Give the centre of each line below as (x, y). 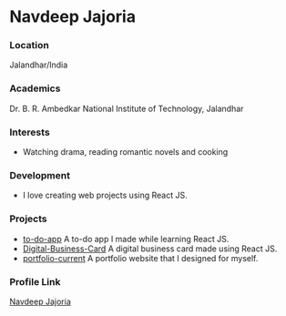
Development (40, 175)
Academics (35, 88)
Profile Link (35, 281)
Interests (30, 132)
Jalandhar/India (39, 65)
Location (30, 46)
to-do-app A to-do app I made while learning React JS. (126, 239)
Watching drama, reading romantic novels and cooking (125, 152)
